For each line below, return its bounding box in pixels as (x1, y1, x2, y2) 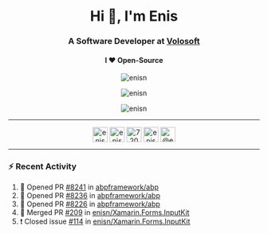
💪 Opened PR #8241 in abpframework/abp (19, 182, 160, 192)
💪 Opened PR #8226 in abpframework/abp (19, 199, 161, 209)
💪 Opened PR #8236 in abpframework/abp (19, 190, 161, 200)
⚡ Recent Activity (8, 161, 77, 172)
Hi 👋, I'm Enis (90, 7, 178, 25)
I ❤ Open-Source (104, 55, 164, 64)
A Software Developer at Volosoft (68, 36, 200, 47)
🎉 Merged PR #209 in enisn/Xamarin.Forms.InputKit (19, 207, 190, 217)
